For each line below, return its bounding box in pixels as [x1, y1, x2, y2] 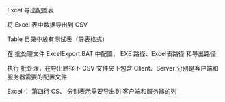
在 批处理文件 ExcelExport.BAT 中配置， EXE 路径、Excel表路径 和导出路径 [7, 50, 217, 58]
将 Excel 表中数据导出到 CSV [7, 21, 88, 29]
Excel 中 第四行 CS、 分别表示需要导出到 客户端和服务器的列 [7, 88, 177, 95]
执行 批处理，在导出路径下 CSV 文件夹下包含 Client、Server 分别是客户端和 [7, 64, 219, 72]
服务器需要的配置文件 [7, 73, 67, 81]
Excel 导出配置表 [7, 6, 55, 14]
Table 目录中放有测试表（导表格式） [7, 35, 108, 43]
